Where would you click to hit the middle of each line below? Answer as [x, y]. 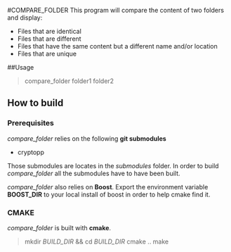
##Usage [21, 67]
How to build [35, 103]
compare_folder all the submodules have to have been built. [94, 173]
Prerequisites [31, 123]
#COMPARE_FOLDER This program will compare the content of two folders [116, 10]
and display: [25, 18]
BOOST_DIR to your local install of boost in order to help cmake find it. [109, 194]
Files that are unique [47, 53]
